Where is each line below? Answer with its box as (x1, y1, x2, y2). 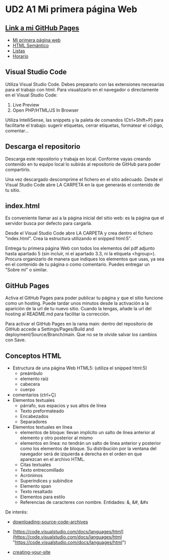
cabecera (20, 381, 40, 387)
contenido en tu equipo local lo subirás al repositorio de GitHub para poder (5, 161, 161, 167)
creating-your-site (12, 549, 51, 555)
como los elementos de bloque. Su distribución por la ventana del (20, 446, 157, 452)
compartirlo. (5, 166, 31, 172)
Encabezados (20, 413, 49, 419)
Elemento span (20, 483, 51, 489)
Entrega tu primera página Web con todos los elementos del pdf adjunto (5, 245, 155, 251)
